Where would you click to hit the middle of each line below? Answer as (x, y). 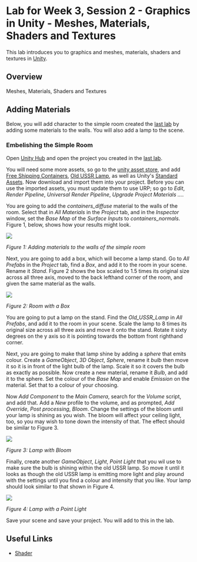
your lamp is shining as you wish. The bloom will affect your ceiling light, (94, 415)
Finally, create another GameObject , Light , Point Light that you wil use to (94, 461)
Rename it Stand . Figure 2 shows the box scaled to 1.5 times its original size (98, 271)
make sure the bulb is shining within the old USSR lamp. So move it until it (95, 468)
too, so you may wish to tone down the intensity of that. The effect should (96, 421)
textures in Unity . (27, 58)
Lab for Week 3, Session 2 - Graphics (98, 11)
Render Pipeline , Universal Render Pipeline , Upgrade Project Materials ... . (95, 194)
